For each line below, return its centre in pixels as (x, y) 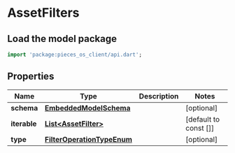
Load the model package (62, 39)
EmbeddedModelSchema (87, 108)
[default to (202, 119)
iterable (24, 124)
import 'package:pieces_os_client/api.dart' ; (74, 54)
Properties (31, 76)
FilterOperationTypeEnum (88, 139)
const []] (200, 128)
